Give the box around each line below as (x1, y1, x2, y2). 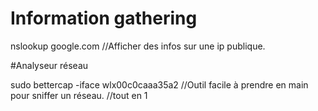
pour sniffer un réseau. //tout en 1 (10, 89, 148, 101)
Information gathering (10, 7, 198, 30)
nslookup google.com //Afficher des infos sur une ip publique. (10, 40, 266, 52)
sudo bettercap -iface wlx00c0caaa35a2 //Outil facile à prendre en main (10, 78, 309, 91)
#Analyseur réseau (10, 59, 89, 71)
